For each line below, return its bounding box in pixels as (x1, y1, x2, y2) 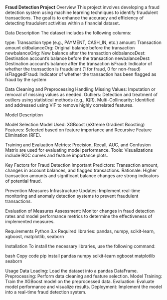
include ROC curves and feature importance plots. (5, 152, 108, 158)
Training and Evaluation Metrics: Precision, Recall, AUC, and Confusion (5, 142, 151, 148)
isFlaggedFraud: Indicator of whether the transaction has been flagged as (5, 71, 157, 77)
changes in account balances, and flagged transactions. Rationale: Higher (5, 167, 157, 173)
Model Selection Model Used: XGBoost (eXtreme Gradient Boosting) (5, 122, 145, 127)
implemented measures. (5, 219, 55, 224)
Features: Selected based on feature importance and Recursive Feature (5, 127, 152, 133)
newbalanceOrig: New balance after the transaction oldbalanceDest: (5, 50, 146, 56)
